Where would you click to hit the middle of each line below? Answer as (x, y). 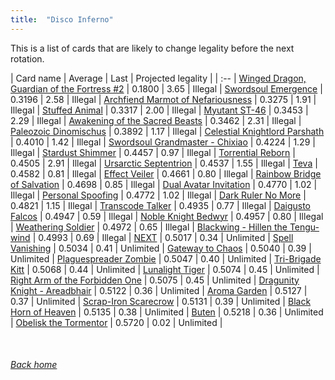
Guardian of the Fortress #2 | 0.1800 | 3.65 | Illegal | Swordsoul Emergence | (166, 88)
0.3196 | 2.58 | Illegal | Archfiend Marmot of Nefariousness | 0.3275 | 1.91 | (163, 99)
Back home (34, 365)
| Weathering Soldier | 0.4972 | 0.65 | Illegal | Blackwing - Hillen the (149, 227)
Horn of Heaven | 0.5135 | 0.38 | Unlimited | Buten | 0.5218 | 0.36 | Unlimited (167, 312)
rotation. (27, 58)
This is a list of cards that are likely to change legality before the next (152, 48)
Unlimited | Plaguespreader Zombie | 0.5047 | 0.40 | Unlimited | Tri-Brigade (166, 258)
